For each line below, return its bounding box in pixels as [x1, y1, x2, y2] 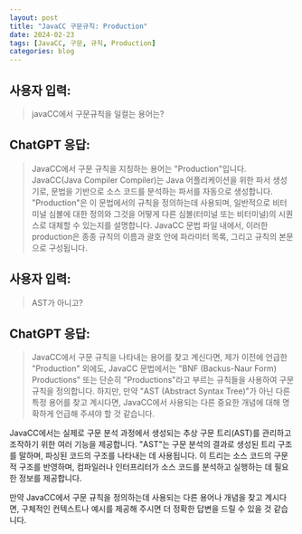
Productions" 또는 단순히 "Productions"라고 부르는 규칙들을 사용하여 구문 [31, 375, 295, 386]
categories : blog [9, 47, 75, 56]
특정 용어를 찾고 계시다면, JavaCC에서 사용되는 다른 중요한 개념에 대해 [31, 397, 280, 408]
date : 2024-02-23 [9, 30, 75, 39]
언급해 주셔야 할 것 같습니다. [55, 408, 156, 419]
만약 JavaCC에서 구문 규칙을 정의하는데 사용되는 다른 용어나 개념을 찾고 [9, 492, 263, 503]
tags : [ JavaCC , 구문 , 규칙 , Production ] [9, 38, 156, 48]
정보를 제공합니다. [18, 472, 82, 484]
